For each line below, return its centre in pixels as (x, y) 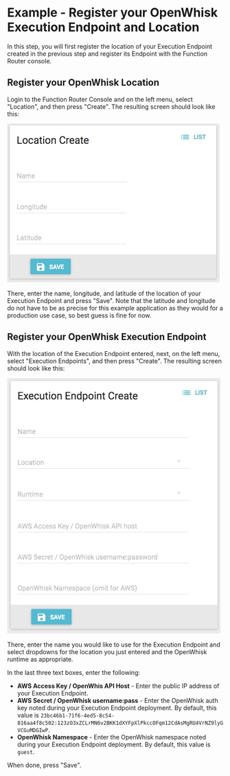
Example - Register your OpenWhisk (113, 13)
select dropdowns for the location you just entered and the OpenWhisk (107, 651)
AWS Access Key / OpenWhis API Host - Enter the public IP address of (118, 686)
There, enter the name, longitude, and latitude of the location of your (104, 293)
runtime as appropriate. (40, 659)
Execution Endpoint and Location (103, 27)
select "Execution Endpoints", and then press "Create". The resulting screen (114, 361)
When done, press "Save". (44, 765)
